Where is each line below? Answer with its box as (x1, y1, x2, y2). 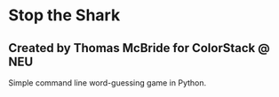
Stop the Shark (8, 5, 121, 26)
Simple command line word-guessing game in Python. (8, 78, 207, 88)
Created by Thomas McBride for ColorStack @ (8, 41, 270, 56)
